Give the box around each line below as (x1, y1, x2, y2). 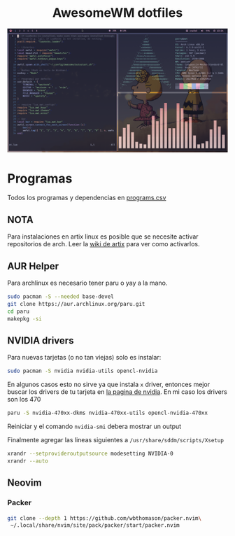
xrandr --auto (7, 457, 49, 465)
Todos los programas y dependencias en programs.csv (7, 194, 166, 202)
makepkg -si (7, 315, 42, 323)
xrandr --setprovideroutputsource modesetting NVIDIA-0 (7, 450, 173, 458)
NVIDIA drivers (7, 334, 74, 346)
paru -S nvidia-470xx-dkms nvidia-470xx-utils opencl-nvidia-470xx (7, 409, 208, 417)
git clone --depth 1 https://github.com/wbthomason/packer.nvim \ (7, 514, 201, 522)
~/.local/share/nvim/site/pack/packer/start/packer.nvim (10, 522, 180, 529)
